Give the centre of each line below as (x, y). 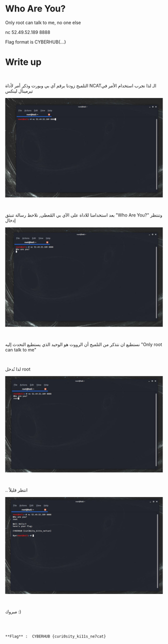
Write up (23, 62)
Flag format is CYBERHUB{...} (36, 42)
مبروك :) (13, 611)
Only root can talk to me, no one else (43, 22)
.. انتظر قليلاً (16, 490)
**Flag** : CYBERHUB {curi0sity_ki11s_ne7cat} (56, 636)
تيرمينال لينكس (19, 91)
